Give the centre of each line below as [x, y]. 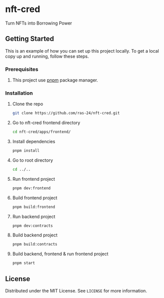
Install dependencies [34, 142]
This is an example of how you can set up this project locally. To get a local [82, 51]
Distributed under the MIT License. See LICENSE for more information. [76, 291]
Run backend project [34, 216]
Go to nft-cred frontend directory [46, 123]
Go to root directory [33, 160]
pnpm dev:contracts [33, 226]
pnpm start [24, 263]
